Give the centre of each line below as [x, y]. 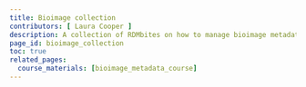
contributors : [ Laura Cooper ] [71, 26]
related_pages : [38, 60]
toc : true [28, 52]
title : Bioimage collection [63, 18]
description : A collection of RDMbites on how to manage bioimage [138, 34]
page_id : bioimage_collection [67, 43]
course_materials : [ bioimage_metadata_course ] [107, 69]
